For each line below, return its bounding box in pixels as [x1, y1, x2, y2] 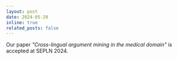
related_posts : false [6, 25, 59, 31]
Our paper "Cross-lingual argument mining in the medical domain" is [6, 41, 173, 48]
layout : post [6, 8, 38, 15]
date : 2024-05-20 [6, 14, 49, 20]
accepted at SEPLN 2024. [6, 48, 69, 55]
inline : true [6, 19, 38, 25]
